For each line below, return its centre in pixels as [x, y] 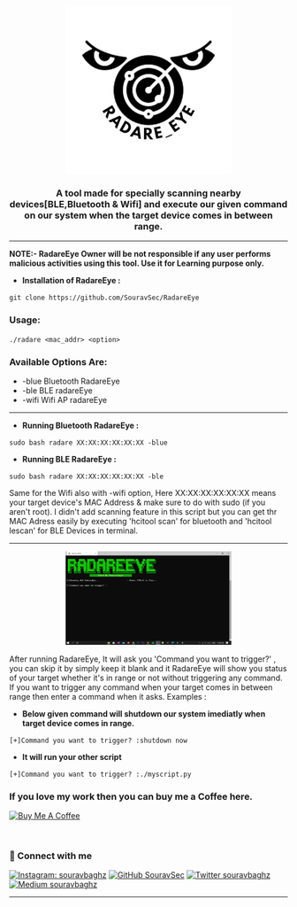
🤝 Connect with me [51, 856]
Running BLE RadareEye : [69, 459]
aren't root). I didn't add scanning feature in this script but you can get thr [143, 511]
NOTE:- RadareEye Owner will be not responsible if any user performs [140, 254]
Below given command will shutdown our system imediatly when [144, 713]
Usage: [25, 320]
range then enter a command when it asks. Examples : [108, 696]
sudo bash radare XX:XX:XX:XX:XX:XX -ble [87, 477]
